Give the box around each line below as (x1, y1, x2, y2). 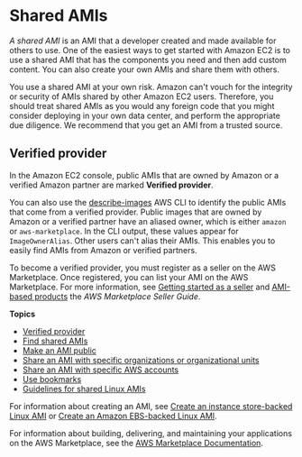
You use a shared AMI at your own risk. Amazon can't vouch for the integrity (9, 81, 293, 92)
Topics (9, 308, 36, 319)
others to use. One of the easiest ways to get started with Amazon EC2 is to (9, 44, 291, 55)
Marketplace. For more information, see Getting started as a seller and (9, 281, 270, 292)
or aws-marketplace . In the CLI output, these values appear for (9, 225, 239, 236)
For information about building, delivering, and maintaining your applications (9, 427, 293, 438)
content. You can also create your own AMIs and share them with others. (9, 64, 280, 75)
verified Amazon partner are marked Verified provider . (9, 179, 214, 190)
